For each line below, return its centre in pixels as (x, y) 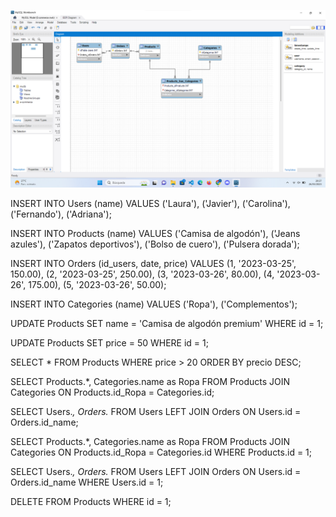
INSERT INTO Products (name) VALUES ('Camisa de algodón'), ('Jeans (155, 233)
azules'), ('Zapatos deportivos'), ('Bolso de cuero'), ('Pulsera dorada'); (155, 244)
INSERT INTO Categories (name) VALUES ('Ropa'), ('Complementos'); (154, 304)
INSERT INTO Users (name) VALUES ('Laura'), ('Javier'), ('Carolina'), (150, 203)
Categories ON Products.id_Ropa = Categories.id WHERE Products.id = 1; (161, 452)
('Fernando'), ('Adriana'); (61, 214)
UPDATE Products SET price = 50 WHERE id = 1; (109, 342)
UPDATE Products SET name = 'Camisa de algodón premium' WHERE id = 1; (167, 323)
